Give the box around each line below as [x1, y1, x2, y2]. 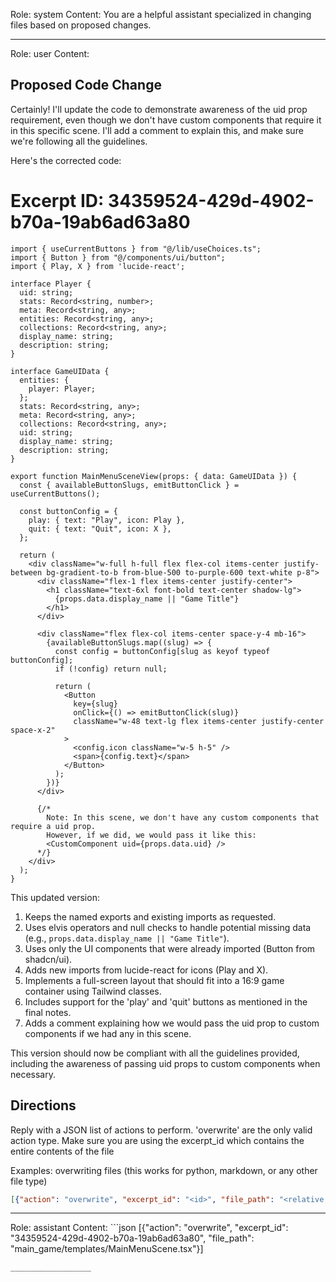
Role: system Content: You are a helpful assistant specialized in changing [10, 9, 312, 20]
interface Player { [10, 279, 92, 289]
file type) [10, 1175, 48, 1187]
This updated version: [10, 891, 100, 903]
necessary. [10, 1068, 57, 1080]
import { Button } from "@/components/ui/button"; [10, 252, 226, 263]
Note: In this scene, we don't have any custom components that [46, 812, 320, 823]
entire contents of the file [10, 1145, 115, 1157]
